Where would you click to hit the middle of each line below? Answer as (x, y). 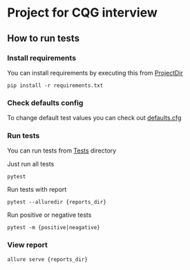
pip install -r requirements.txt (55, 85)
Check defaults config (45, 103)
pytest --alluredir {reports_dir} (57, 202)
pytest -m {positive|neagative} (54, 228)
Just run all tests (31, 164)
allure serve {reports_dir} (48, 259)
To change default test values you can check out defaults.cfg (94, 118)
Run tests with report (37, 190)
